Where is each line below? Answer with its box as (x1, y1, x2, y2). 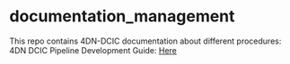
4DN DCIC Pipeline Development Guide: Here (9, 44, 178, 55)
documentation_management (9, 6, 235, 27)
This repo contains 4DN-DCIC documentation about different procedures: (9, 36, 282, 46)
